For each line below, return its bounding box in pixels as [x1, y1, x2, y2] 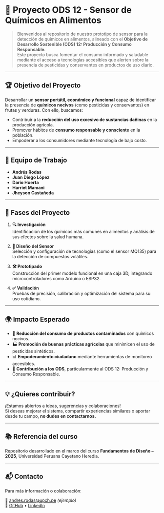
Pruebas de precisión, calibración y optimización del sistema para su [12, 290, 151, 297]
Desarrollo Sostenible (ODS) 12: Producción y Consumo [17, 41, 132, 47]
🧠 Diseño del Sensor [12, 244, 54, 249]
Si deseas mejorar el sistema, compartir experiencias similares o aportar [5, 408, 150, 414]
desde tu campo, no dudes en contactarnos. [5, 413, 96, 419]
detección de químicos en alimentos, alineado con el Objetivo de [17, 36, 148, 42]
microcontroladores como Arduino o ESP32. [12, 276, 101, 282]
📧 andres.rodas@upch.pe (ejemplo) [5, 497, 77, 503]
